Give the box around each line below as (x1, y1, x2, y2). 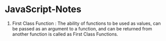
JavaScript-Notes (5, 4, 82, 15)
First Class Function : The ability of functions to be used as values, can (12, 20, 161, 26)
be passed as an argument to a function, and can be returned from (12, 25, 152, 31)
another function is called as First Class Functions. (12, 31, 118, 37)
